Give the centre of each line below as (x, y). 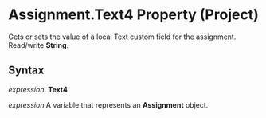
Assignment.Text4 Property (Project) (133, 15)
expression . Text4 (38, 89)
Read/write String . (39, 45)
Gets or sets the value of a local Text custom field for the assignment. (122, 37)
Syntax (26, 71)
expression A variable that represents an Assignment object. (108, 104)
